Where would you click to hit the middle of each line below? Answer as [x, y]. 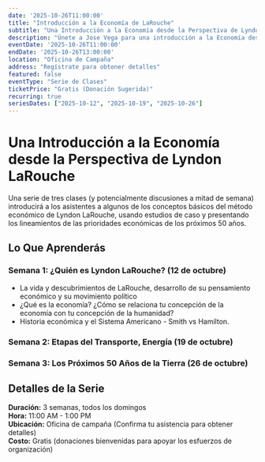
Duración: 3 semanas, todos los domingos [77, 408]
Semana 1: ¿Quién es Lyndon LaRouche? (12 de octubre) [118, 271]
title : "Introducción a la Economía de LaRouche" [91, 23]
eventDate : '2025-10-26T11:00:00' [65, 45]
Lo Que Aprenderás [57, 248]
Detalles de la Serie [56, 388]
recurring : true [35, 96]
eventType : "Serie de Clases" [58, 81]
